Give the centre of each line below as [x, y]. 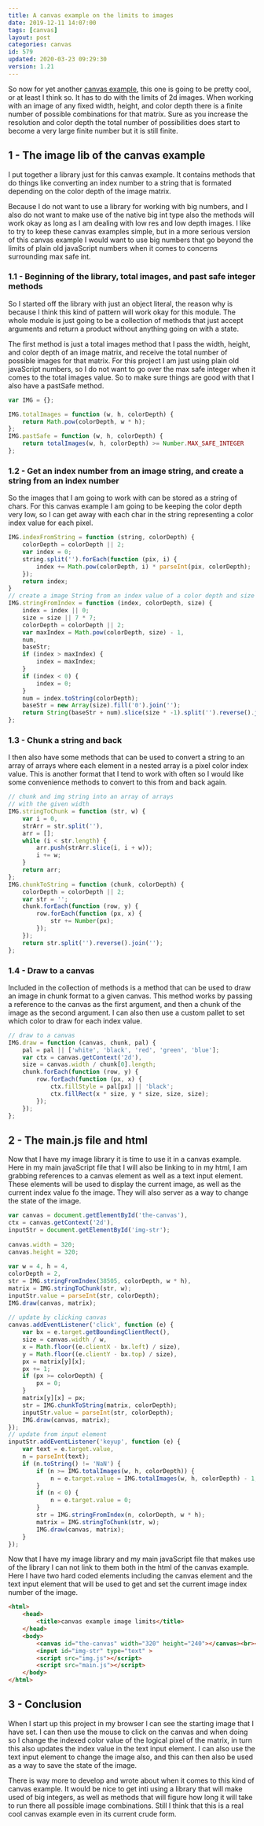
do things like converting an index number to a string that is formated [120, 182]
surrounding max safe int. [49, 256]
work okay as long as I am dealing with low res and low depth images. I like [130, 223]
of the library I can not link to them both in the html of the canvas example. [129, 1567]
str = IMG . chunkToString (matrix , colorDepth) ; [100, 1405]
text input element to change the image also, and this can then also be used [131, 1757]
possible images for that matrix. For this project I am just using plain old [124, 360]
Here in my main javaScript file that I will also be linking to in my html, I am [128, 1167]
